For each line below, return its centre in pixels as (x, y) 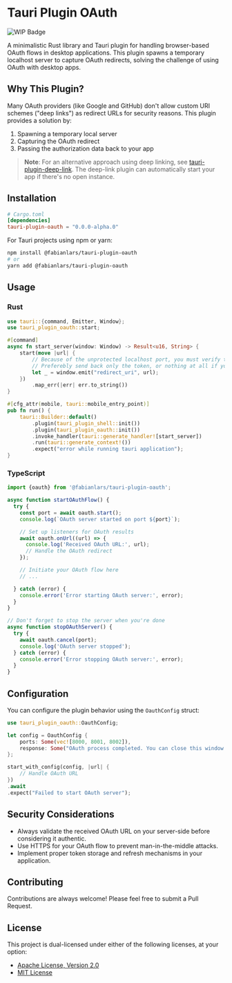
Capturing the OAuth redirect (58, 141)
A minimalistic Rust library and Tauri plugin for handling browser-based (108, 45)
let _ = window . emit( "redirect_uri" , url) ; (95, 372)
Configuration (38, 694)
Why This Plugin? (46, 89)
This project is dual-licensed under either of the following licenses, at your (113, 944)
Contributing (35, 882)
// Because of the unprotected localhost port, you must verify (126, 359)
